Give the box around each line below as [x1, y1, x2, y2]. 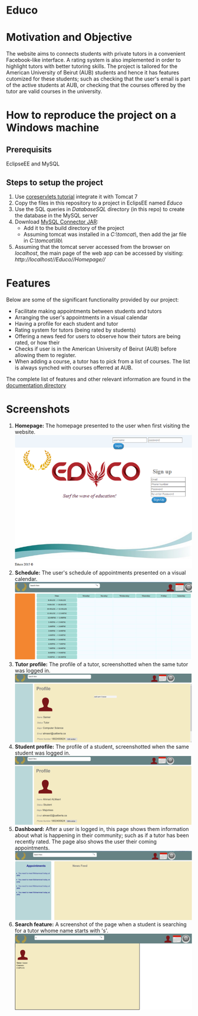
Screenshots [6, 402, 70, 416]
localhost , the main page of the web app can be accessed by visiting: [14, 249, 184, 257]
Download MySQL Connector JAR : [14, 218, 99, 225]
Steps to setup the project [6, 177, 104, 187]
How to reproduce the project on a [6, 109, 177, 122]
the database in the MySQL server [14, 212, 98, 219]
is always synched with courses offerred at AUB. [14, 364, 133, 371]
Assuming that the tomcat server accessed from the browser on [14, 243, 170, 250]
